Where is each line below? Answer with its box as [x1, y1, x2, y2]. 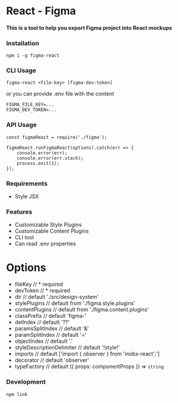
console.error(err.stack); [17, 155, 84, 161]
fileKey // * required [14, 281, 63, 288]
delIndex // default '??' [14, 318, 70, 326]
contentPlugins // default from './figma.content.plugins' [14, 306, 150, 313]
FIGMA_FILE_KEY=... [6, 102, 55, 108]
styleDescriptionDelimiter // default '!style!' [14, 344, 120, 351]
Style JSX [14, 192, 39, 200]
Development [6, 378, 46, 386]
